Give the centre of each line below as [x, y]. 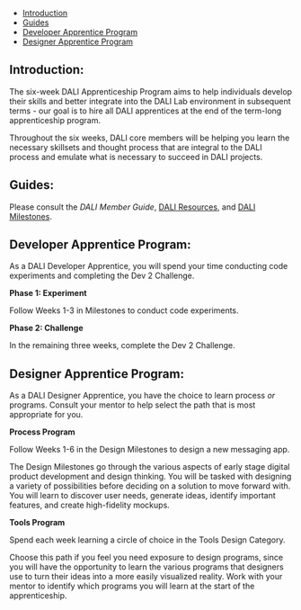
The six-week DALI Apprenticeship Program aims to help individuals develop [151, 91]
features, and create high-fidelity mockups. [90, 505]
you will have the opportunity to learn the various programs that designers [147, 567]
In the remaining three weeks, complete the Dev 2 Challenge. [122, 345]
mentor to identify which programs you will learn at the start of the [132, 586]
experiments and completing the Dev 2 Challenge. [102, 276]
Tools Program [37, 523]
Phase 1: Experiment [48, 293]
